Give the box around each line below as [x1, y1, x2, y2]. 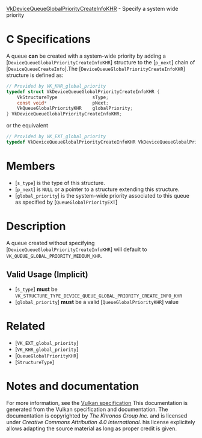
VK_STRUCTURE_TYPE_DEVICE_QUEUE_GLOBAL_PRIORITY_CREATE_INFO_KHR [14, 293, 182, 299]
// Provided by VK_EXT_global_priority [6, 133, 106, 140]
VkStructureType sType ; [17, 94, 109, 100]
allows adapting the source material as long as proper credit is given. [6, 425, 177, 432]
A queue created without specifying [6, 239, 95, 246]
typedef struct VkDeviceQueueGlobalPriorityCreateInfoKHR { [6, 88, 161, 95]
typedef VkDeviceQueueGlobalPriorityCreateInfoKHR [6, 139, 136, 145]
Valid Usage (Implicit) [6, 270, 88, 280]
